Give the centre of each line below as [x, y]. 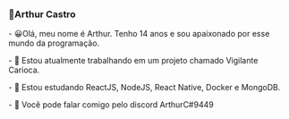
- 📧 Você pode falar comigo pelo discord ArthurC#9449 [111, 105]
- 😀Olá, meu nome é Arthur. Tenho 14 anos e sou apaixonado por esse [139, 34]
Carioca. [24, 70]
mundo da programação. [54, 43]
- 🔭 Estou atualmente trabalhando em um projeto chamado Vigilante [133, 61]
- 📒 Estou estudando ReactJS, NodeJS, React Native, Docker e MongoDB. [144, 88]
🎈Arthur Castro [42, 14]
